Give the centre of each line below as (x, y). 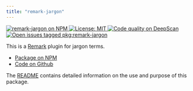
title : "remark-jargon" (35, 12)
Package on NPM (36, 57)
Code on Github (34, 64)
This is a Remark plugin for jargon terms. (55, 46)
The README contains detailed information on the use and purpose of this (97, 75)
